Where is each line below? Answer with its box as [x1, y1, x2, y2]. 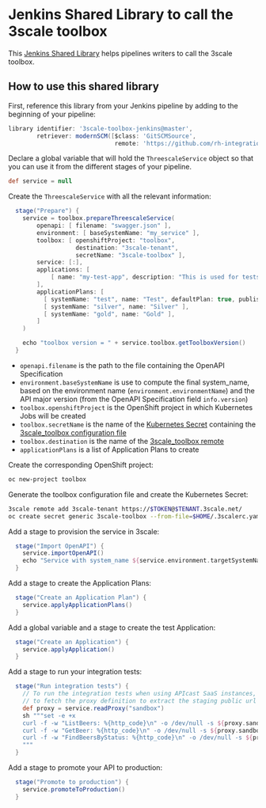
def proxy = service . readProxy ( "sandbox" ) [22, 704, 165, 712]
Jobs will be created [19, 411, 86, 420]
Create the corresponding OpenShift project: [8, 460, 154, 469]
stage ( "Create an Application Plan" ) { [15, 594, 147, 601]
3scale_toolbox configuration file [19, 427, 127, 437]
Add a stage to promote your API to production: [8, 763, 163, 772]
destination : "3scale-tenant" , [75, 244, 179, 252]
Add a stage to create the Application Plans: [8, 578, 152, 587]
